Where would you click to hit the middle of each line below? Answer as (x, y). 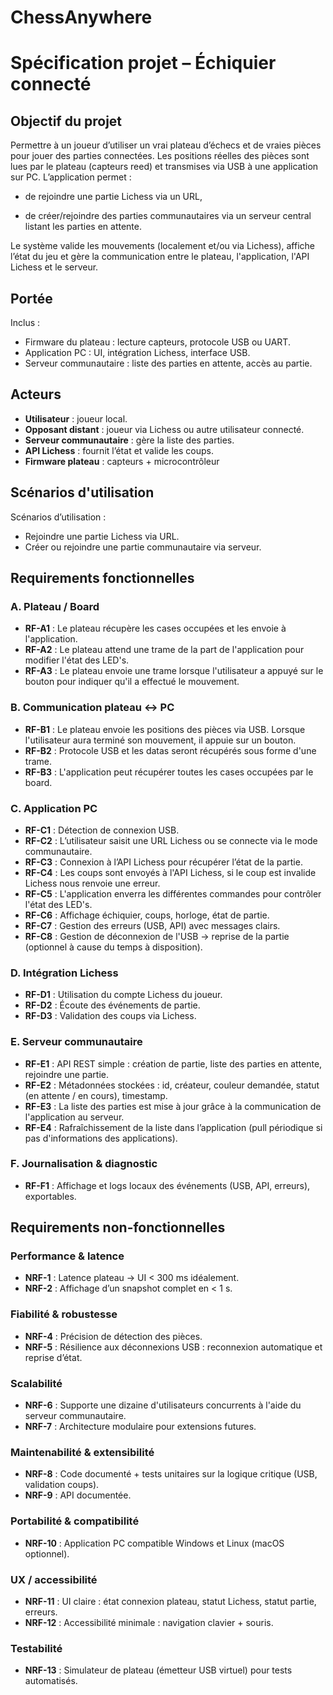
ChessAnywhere (81, 17)
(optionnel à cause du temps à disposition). (113, 947)
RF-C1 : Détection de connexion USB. (102, 830)
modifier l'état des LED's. (77, 660)
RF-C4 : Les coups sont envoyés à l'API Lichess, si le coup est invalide (170, 872)
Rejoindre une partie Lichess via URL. (102, 536)
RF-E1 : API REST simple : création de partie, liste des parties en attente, (173, 1063)
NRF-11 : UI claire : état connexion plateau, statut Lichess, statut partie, (170, 1601)
